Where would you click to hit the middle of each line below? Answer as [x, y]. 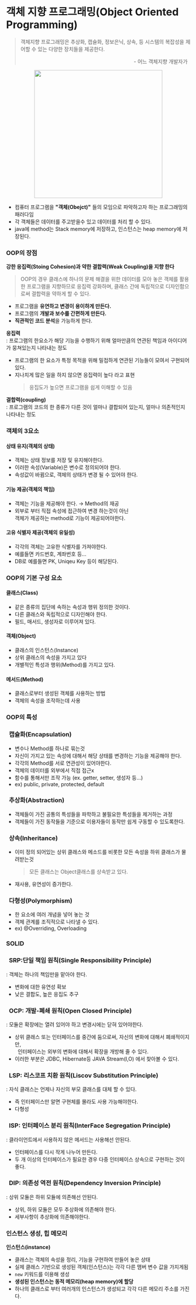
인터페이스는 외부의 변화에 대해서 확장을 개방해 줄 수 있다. [83, 1051]
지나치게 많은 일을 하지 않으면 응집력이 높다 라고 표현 [75, 375]
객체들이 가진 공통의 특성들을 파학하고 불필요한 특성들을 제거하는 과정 [93, 814]
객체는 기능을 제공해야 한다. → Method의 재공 [67, 503]
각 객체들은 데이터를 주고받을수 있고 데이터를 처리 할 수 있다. [83, 221]
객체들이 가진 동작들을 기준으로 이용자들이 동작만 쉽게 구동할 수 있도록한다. [100, 821]
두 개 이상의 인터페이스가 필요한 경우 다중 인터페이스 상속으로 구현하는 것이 [100, 1159]
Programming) [42, 25]
